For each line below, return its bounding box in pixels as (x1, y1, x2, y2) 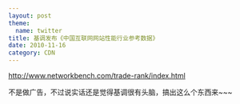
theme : (8, 19, 30, 27)
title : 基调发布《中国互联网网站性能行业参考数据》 (8, 34, 158, 42)
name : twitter (15, 26, 62, 34)
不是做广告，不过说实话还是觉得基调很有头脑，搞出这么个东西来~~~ (8, 87, 233, 97)
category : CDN (8, 49, 56, 57)
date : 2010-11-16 (8, 42, 66, 50)
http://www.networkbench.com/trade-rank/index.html (8, 71, 186, 80)
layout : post (8, 11, 52, 20)
